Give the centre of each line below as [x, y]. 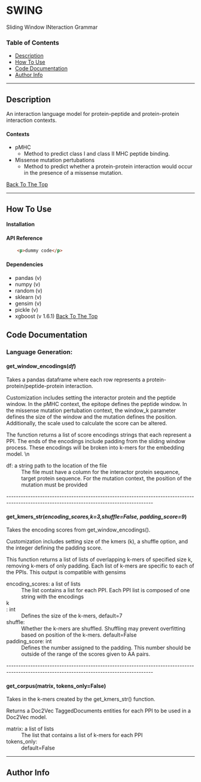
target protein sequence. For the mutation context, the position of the [106, 479]
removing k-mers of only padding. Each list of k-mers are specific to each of [100, 566]
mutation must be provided [54, 485]
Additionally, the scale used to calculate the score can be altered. [87, 423]
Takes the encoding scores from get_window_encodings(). [78, 530]
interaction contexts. [31, 120]
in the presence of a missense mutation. [73, 173]
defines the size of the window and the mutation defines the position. [92, 417]
